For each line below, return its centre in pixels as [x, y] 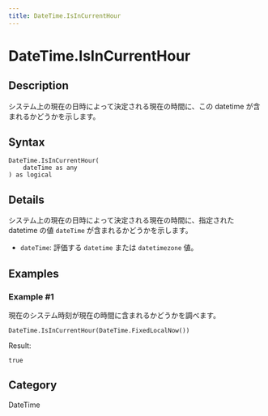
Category [33, 385]
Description [38, 86]
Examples [34, 273]
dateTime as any [51, 168]
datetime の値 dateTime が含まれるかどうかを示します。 [100, 231]
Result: [20, 346]
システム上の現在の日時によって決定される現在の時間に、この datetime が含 [134, 106]
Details [26, 200]
